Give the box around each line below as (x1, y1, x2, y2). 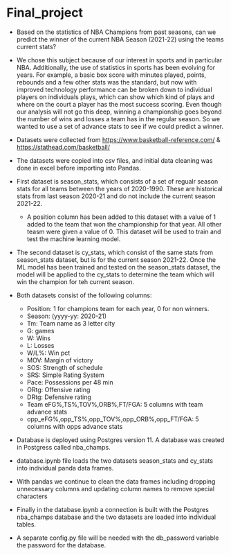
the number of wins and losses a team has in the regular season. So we (16, 114, 221, 123)
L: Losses (26, 341, 55, 349)
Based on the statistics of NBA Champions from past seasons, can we (16, 28, 216, 36)
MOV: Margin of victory (26, 355, 93, 364)
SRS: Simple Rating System (26, 371, 104, 379)
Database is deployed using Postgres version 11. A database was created (16, 435, 225, 444)
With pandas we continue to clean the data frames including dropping (16, 477, 216, 486)
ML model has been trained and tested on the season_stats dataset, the (16, 263, 221, 271)
